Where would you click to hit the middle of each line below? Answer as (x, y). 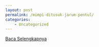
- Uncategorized (32, 24)
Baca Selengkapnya (26, 39)
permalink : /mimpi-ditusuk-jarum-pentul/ (50, 15)
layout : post (19, 10)
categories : (18, 19)
